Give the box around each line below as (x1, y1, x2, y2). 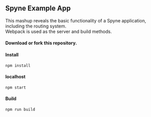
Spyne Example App (5, 4, 71, 13)
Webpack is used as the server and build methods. (5, 28, 112, 35)
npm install (5, 63, 31, 68)
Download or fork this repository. (5, 40, 78, 46)
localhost (5, 74, 26, 80)
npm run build (5, 107, 36, 112)
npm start (5, 85, 27, 90)
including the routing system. (5, 23, 67, 29)
